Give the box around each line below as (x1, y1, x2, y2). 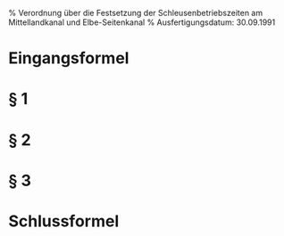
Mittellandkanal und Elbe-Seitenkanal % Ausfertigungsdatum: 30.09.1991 (8, 17, 276, 28)
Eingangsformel (8, 48, 129, 69)
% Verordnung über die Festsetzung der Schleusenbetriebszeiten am (8, 8, 263, 18)
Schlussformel (8, 211, 120, 231)
